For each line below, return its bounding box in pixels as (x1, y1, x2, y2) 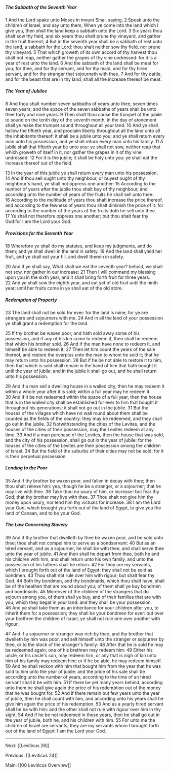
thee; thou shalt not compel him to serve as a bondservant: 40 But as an (5, 540, 156, 546)
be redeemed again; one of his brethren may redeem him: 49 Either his (5, 647, 153, 653)
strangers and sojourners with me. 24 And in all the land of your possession (5, 315, 163, 321)
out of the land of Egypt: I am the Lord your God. (5, 728, 106, 734)
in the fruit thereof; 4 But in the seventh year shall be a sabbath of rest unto (5, 38, 162, 44)
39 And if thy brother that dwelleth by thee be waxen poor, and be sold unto (5, 534, 163, 540)
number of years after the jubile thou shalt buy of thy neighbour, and (5, 186, 148, 192)
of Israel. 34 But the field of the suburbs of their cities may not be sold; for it (5, 447, 164, 454)
